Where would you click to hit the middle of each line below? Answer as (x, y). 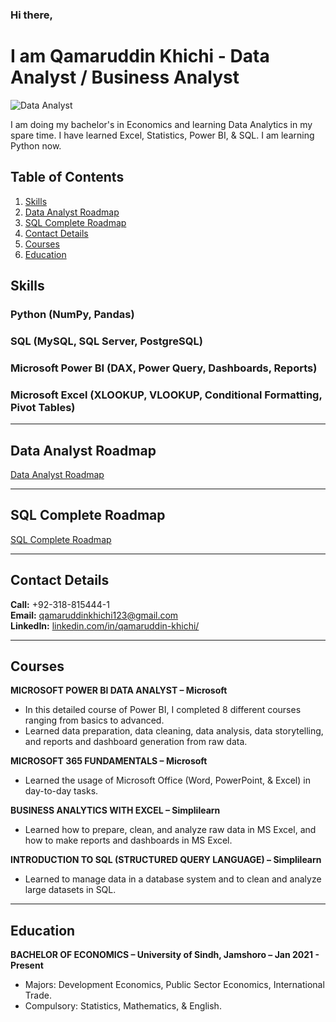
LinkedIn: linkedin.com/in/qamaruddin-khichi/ (105, 625)
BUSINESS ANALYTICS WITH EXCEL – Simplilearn (115, 810)
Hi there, (31, 15)
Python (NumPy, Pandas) (72, 314)
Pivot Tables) (43, 407)
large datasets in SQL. (70, 890)
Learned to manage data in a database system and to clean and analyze (173, 879)
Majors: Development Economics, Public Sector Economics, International (174, 985)
